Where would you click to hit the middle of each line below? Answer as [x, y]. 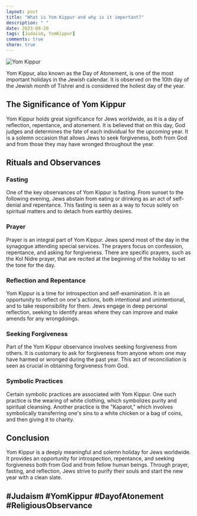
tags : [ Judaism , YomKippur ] [41, 34]
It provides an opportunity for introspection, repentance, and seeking [90, 458]
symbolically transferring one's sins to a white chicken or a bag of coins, [94, 413]
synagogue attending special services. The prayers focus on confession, [95, 246]
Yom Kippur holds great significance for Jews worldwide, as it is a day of [95, 119]
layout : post [22, 12]
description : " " [28, 23]
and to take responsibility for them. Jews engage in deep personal [87, 306]
